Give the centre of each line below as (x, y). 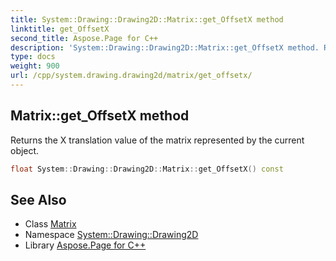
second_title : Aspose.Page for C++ (84, 38)
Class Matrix (50, 224)
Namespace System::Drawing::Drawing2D (111, 235)
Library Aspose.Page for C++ (85, 245)
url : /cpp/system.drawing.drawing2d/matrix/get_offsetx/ (131, 76)
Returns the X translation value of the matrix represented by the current (157, 140)
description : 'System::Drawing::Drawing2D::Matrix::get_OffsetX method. (165, 47)
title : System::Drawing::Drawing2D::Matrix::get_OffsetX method (147, 19)
